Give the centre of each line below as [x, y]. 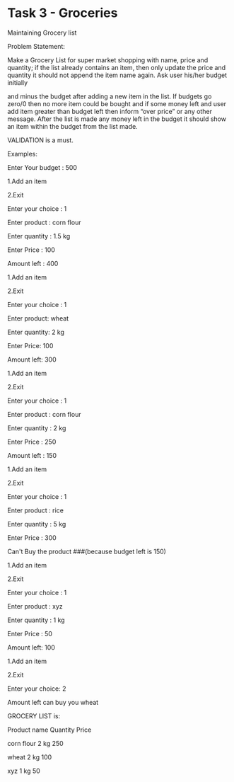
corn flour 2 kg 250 [35, 743]
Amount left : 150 [32, 455]
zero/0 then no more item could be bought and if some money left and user [117, 103]
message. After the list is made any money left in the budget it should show [117, 119]
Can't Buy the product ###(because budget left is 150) [87, 551]
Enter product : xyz [35, 606]
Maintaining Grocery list [42, 33]
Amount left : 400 [33, 263]
